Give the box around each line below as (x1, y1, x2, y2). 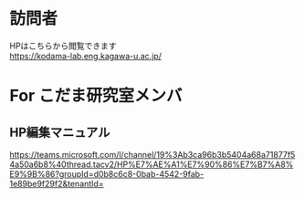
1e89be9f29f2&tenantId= (9, 178, 104, 189)
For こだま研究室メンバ (9, 86, 183, 106)
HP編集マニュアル (9, 124, 110, 140)
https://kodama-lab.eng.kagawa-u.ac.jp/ (9, 50, 163, 61)
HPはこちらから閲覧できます (9, 40, 117, 51)
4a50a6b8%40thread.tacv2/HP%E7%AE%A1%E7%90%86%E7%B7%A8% (9, 159, 294, 170)
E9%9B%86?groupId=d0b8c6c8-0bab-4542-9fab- (9, 168, 205, 179)
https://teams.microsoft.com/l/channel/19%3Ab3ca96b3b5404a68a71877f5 (9, 149, 296, 160)
